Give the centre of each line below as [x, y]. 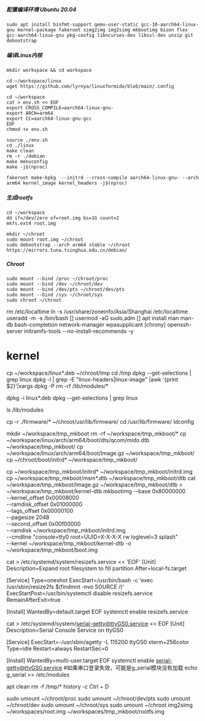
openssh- [180, 324]
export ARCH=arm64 [30, 113]
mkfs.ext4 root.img [31, 223]
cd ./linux [20, 145]
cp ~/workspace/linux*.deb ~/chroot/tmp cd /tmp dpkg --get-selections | [99, 373]
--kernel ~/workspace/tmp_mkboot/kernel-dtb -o [69, 543]
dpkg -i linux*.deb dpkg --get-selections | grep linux [72, 398]
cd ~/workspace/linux [34, 81]
